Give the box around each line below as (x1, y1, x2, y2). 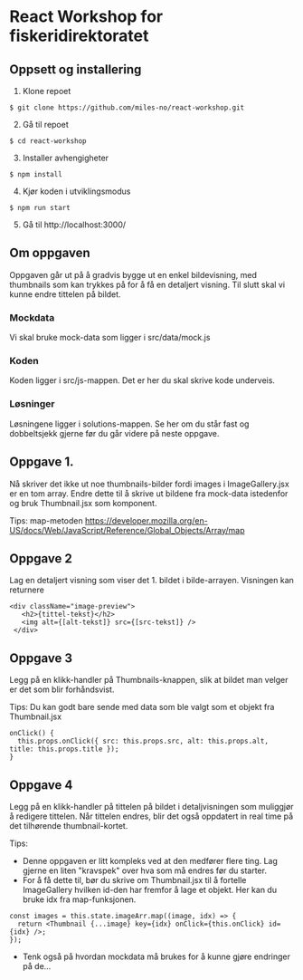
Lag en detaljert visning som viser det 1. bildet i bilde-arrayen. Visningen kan (9, 575, 294, 586)
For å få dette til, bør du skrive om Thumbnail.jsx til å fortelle (22, 874, 247, 885)
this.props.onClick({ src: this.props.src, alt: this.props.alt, (17, 736, 270, 746)
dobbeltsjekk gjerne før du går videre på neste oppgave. (9, 428, 220, 438)
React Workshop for (9, 6, 164, 27)
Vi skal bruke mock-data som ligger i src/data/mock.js (9, 332, 211, 343)
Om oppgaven (9, 245, 90, 261)
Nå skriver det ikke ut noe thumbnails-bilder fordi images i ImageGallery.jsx (9, 478, 289, 489)
